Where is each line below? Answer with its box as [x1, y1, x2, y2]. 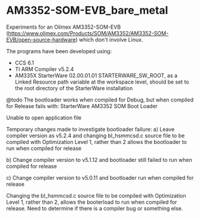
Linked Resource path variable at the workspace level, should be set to [14, 78, 189, 85]
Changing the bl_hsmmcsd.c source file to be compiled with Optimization [6, 192, 186, 199]
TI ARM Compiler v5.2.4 [14, 65, 74, 72]
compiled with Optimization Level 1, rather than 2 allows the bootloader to [6, 138, 187, 145]
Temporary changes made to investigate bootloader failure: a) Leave [6, 125, 175, 133]
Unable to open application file [6, 114, 82, 121]
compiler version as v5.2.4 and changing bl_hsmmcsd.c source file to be [6, 132, 185, 139]
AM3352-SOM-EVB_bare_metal [6, 4, 168, 17]
